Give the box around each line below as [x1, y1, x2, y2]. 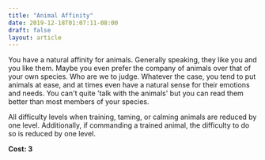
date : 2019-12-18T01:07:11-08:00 [8, 19, 119, 27]
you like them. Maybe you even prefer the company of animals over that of [8, 64, 252, 73]
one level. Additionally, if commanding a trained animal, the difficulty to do [8, 121, 250, 130]
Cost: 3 [8, 144, 33, 154]
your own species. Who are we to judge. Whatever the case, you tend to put [8, 72, 256, 81]
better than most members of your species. [8, 97, 150, 106]
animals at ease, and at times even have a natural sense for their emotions [8, 80, 251, 90]
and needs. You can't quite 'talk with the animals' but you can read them [8, 88, 244, 99]
